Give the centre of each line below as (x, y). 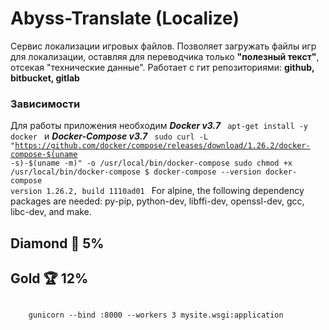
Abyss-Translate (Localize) (125, 18)
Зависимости (45, 104)
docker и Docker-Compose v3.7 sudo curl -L (109, 136)
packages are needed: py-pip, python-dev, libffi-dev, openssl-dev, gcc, (157, 201)
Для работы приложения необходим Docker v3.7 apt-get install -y (159, 126)
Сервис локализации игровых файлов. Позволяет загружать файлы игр (163, 46)
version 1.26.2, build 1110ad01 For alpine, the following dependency (157, 191)
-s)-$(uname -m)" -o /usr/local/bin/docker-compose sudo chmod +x (151, 163)
